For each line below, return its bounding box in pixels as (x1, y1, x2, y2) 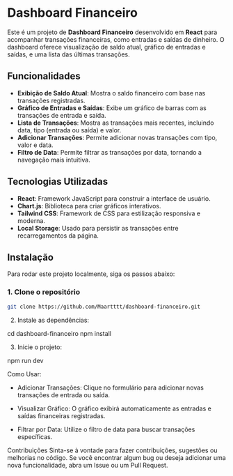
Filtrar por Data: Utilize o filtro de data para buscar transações (17, 425, 195, 433)
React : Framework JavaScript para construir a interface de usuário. (17, 194, 211, 203)
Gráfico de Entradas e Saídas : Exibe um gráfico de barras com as (17, 103, 207, 112)
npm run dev (7, 356, 44, 364)
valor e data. (17, 141, 54, 149)
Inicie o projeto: (17, 343, 63, 351)
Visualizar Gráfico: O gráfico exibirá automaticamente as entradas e (17, 404, 212, 413)
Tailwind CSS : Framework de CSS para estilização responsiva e (17, 209, 200, 217)
